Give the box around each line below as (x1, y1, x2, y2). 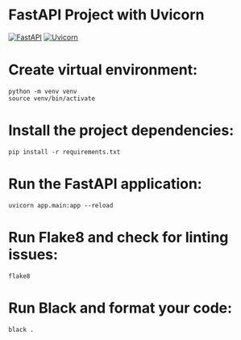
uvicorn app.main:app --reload (8, 201, 114, 209)
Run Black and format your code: (8, 299, 232, 317)
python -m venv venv (8, 87, 78, 95)
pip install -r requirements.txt (8, 148, 121, 156)
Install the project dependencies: (8, 121, 235, 140)
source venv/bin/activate (8, 94, 95, 103)
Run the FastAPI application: (8, 175, 203, 193)
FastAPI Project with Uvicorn (8, 6, 205, 24)
